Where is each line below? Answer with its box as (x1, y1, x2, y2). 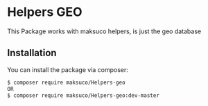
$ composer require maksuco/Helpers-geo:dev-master (7, 91, 159, 99)
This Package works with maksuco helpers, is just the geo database (7, 27, 202, 35)
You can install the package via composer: (7, 65, 128, 73)
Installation (7, 47, 57, 59)
